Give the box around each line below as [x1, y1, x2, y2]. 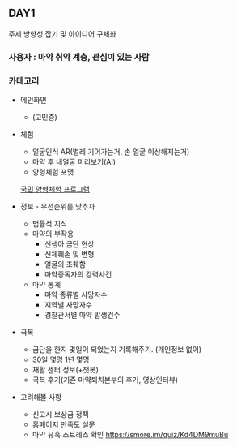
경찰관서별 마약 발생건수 [44, 310, 121, 320]
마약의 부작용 [32, 229, 74, 239]
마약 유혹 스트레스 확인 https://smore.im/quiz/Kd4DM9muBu [32, 430, 229, 440]
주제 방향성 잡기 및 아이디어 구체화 [8, 28, 116, 39]
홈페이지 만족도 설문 [32, 419, 95, 429]
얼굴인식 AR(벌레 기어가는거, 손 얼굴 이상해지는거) [32, 147, 190, 157]
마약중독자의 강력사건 [44, 269, 112, 279]
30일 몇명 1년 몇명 [32, 355, 90, 364]
